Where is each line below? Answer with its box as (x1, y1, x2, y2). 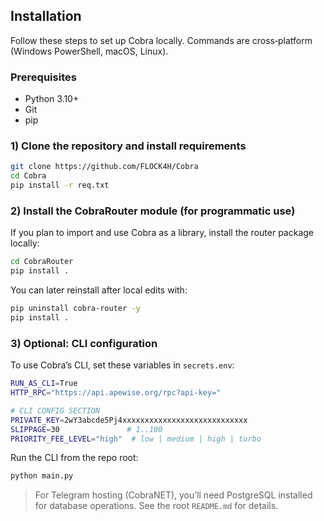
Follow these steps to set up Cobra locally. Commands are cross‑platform (10, 34, 313, 46)
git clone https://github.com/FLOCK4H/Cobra (10, 162, 199, 172)
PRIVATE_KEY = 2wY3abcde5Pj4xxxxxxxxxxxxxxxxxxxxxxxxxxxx (10, 415, 248, 425)
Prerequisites (10, 70, 77, 84)
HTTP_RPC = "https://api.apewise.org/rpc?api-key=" (10, 388, 222, 398)
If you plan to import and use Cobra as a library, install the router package (10, 227, 315, 239)
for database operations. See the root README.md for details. (34, 500, 279, 512)
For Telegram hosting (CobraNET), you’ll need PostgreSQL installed (34, 489, 313, 501)
